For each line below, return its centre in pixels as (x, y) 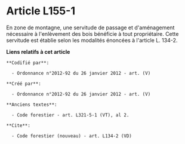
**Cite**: (18, 125)
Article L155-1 (41, 11)
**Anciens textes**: (32, 105)
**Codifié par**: (28, 63)
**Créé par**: (24, 84)
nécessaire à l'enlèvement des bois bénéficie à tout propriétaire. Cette (92, 33)
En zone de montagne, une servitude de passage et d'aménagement (90, 27)
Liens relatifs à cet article (38, 51)
